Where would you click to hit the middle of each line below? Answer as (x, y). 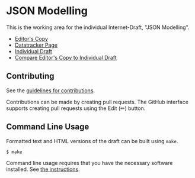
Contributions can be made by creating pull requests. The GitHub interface (97, 102)
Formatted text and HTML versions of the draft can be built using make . (92, 141)
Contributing (30, 76)
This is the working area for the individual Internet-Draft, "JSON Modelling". (98, 27)
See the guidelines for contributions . (51, 90)
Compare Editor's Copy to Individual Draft (65, 57)
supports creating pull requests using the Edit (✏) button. (76, 108)
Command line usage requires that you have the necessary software (89, 163)
